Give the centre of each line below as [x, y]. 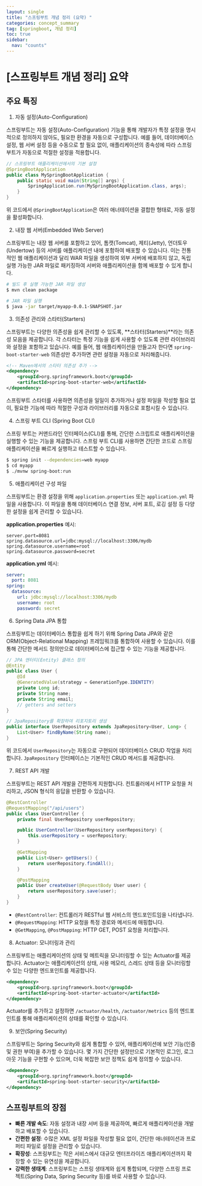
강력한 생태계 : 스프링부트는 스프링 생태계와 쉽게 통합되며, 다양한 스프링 [97, 1169]
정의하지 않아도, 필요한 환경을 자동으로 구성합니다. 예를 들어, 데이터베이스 [108, 137]
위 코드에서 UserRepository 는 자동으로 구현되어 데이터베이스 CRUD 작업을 [93, 750]
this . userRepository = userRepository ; [78, 836]
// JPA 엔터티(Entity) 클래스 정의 [46, 660]
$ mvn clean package [32, 290]
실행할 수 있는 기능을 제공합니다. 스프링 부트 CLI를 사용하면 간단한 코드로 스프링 [99, 441]
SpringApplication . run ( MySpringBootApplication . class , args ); [107, 186]
